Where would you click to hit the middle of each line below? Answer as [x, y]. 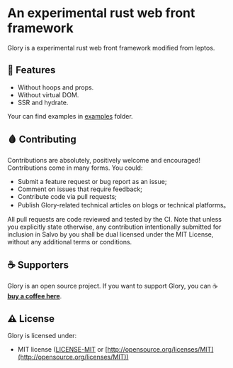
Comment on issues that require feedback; [80, 189]
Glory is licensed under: [42, 336]
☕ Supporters [38, 265]
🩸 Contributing [42, 140]
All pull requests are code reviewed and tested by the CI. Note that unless [114, 219]
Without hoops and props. [56, 87]
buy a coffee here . [35, 296]
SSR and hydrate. [43, 102]
